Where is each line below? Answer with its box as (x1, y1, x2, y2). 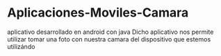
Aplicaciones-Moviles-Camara (7, 5, 189, 21)
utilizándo (7, 42, 35, 50)
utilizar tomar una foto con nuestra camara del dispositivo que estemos (7, 35, 211, 43)
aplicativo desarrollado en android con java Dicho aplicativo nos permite (7, 28, 214, 36)
